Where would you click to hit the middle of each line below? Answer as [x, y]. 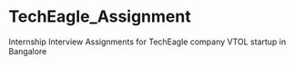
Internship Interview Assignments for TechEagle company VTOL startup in [147, 42]
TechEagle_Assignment [100, 17]
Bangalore [28, 51]
